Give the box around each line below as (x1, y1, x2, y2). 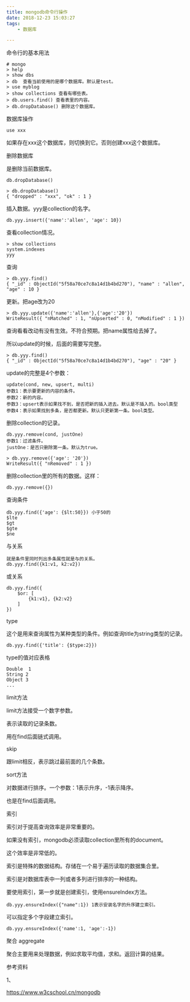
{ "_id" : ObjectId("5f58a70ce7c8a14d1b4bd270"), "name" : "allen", (6, 281, 185, 288)
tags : (6, 20, 20, 26)
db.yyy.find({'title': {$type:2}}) (6, 643, 97, 649)
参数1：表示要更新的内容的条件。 (6, 388, 78, 394)
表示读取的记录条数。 (6, 720, 60, 727)
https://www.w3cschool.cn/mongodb (6, 988, 101, 996)
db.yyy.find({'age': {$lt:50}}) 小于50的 (6, 509, 111, 516)
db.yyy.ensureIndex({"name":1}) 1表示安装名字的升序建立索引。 (6, 902, 158, 908)
